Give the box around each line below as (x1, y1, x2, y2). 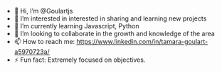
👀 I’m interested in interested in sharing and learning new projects (14, 14, 207, 23)
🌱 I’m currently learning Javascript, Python (14, 22, 139, 30)
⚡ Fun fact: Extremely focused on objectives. (14, 55, 146, 64)
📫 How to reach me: (14, 38, 75, 45)
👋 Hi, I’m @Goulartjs (14, 7, 73, 15)
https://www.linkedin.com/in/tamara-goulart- (76, 38, 208, 45)
